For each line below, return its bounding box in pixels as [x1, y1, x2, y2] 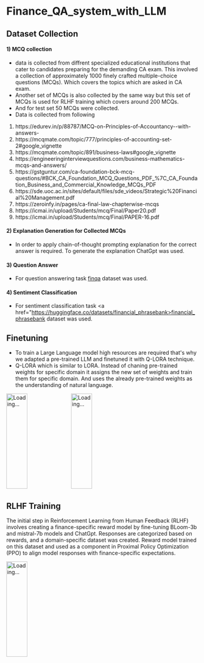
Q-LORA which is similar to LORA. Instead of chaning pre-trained [15, 362, 178, 369]
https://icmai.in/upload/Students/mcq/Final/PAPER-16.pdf [15, 213, 160, 221]
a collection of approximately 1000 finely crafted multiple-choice [15, 72, 178, 79]
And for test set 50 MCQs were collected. [15, 104, 120, 112]
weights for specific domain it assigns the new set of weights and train [15, 369, 192, 376]
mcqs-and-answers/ [15, 161, 67, 169]
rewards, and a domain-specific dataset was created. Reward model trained [6, 536, 197, 544]
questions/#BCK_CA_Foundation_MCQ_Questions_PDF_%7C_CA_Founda [15, 174, 198, 182]
